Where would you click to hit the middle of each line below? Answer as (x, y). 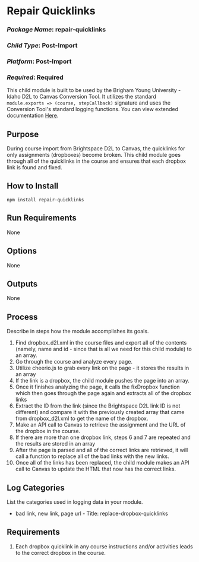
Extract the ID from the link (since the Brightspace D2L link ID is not (98, 406)
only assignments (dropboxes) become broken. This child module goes (94, 155)
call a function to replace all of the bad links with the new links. (92, 456)
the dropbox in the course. (48, 431)
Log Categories (36, 487)
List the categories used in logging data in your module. (75, 502)
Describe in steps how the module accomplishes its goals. (78, 331)
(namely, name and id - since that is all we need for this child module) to (103, 349)
